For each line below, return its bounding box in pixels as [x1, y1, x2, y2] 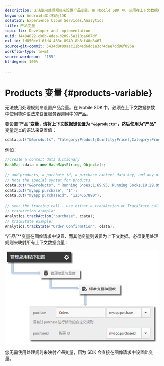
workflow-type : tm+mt [5, 49, 49, 54]
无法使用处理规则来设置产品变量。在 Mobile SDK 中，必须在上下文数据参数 [5, 105, 155, 111]
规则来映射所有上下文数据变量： [5, 239, 69, 246]
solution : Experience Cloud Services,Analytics [5, 18, 104, 23]
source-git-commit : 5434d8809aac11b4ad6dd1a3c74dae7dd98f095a [5, 44, 134, 49]
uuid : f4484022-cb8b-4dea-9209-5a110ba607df [5, 34, 97, 39]
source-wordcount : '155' [5, 54, 56, 59]
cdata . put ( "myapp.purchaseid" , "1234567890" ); [5, 193, 102, 198]
